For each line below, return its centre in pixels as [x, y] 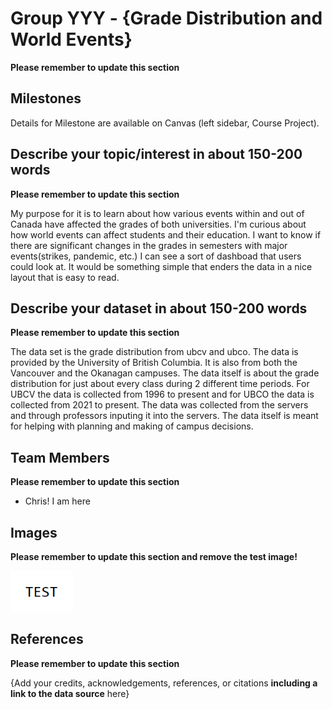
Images [34, 532]
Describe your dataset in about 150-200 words [159, 308]
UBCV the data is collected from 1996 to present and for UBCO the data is [162, 394]
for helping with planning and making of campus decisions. [132, 426]
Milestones [46, 98]
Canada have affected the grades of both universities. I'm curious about [158, 224]
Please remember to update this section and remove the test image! [154, 556]
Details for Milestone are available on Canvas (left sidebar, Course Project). [165, 123]
